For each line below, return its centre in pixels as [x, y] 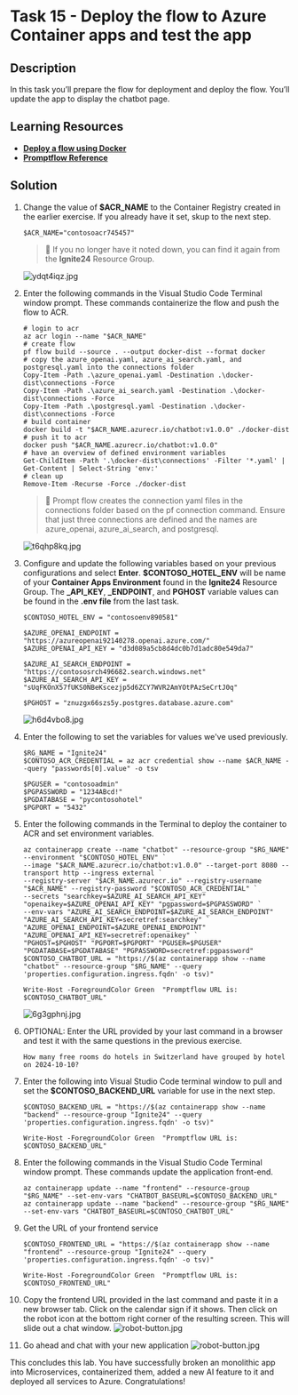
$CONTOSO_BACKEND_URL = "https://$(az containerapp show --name [144, 1107]
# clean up [43, 476]
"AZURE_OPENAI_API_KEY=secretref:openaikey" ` [110, 935]
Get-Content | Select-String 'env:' [90, 469]
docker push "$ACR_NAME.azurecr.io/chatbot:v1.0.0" [120, 445]
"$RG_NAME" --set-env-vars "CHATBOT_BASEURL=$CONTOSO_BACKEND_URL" [150, 1196]
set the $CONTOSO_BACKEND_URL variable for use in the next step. [149, 1090]
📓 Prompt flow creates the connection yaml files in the [144, 501]
